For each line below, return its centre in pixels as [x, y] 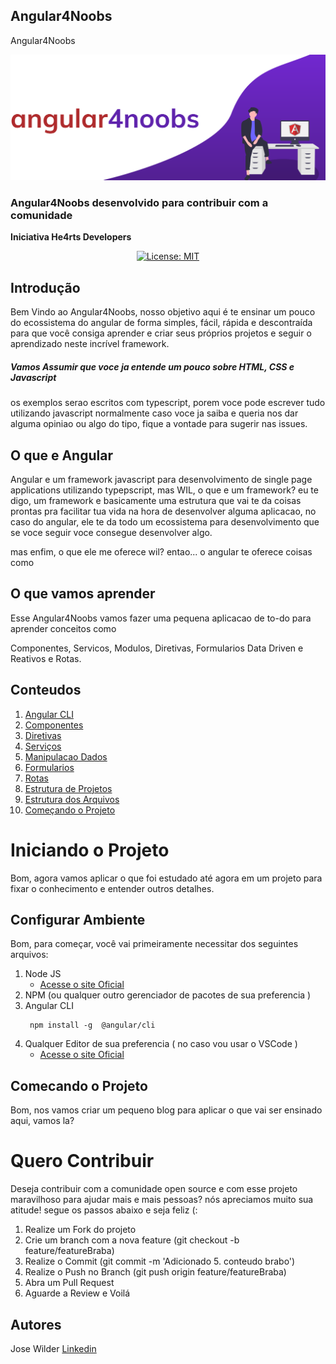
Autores [36, 1324]
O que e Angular [61, 455]
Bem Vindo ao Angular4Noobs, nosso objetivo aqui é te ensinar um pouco [163, 312]
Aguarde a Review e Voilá [77, 1293]
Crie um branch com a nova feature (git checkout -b [132, 1240]
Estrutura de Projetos [68, 788]
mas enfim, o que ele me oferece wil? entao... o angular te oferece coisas [161, 552]
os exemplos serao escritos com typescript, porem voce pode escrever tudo [168, 403]
